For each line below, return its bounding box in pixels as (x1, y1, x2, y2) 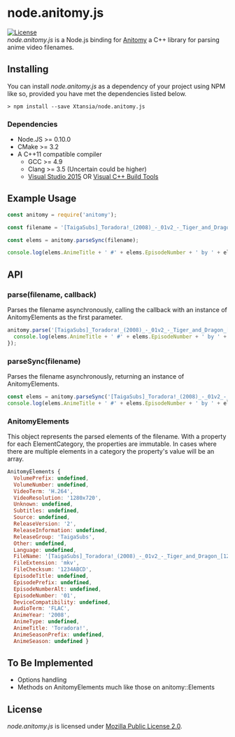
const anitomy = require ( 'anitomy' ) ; (7, 211, 117, 218)
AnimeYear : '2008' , (13, 611, 71, 618)
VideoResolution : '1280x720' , (13, 494, 101, 501)
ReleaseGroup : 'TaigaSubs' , (13, 533, 96, 541)
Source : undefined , (13, 514, 71, 521)
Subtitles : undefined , (13, 507, 80, 515)
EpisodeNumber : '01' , (13, 592, 77, 599)
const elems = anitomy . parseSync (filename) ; (7, 236, 139, 243)
